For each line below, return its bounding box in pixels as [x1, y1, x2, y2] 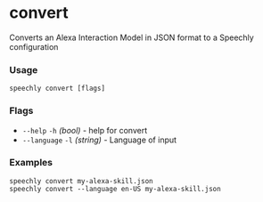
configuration [9, 41, 59, 52]
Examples [9, 157, 53, 169]
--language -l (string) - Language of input [21, 134, 177, 145]
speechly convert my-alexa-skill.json [9, 176, 153, 185]
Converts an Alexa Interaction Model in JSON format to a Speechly [9, 32, 254, 43]
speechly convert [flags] [9, 84, 105, 93]
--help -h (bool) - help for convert [21, 125, 148, 135]
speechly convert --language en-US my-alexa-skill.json [9, 184, 221, 193]
